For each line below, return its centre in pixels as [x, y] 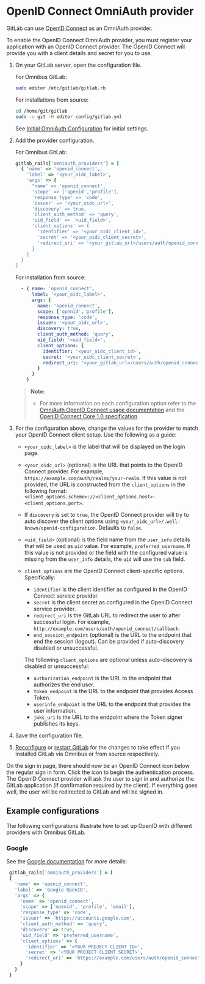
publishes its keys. [57, 724]
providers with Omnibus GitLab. [46, 832]
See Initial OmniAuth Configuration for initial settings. [82, 128]
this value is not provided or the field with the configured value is [106, 553]
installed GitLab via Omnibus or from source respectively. [87, 754]
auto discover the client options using [71, 521]
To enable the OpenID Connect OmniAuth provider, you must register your [99, 40]
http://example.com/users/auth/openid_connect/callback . [106, 628]
